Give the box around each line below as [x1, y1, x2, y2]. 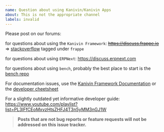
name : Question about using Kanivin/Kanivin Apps [5, 7, 112, 13]
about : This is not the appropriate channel [5, 12, 100, 17]
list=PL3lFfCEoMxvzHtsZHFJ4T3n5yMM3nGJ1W [5, 107, 107, 113]
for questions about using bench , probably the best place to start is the [5, 65, 151, 71]
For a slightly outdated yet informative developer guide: [5, 96, 120, 102]
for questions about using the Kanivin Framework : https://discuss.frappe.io [5, 40, 159, 47]
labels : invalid [5, 17, 39, 22]
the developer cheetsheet [5, 86, 59, 92]
